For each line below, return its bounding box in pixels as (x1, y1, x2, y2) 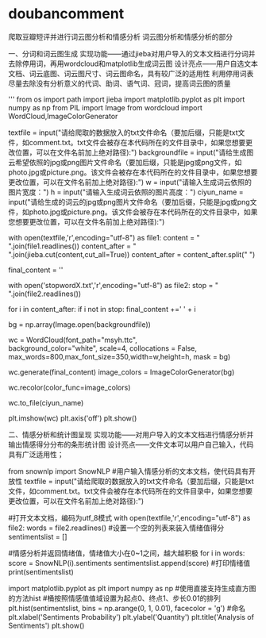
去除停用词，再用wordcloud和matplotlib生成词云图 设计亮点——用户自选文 (8, 59, 252, 68)
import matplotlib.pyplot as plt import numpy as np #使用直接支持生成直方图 (8, 583, 256, 593)
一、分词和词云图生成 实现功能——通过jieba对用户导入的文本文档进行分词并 (8, 48, 256, 58)
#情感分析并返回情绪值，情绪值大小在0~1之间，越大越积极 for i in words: (8, 548, 245, 558)
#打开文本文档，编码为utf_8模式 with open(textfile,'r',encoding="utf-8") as (8, 513, 251, 522)
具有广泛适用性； (8, 449, 64, 459)
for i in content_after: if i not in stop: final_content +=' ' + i (8, 304, 196, 313)
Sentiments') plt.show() (8, 621, 85, 630)
